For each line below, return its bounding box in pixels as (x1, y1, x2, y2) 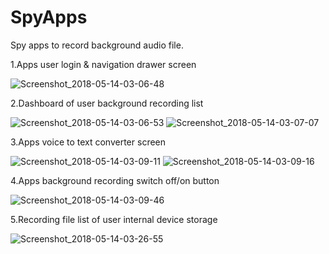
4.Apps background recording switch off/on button (10, 174, 220, 186)
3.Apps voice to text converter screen (10, 136, 167, 148)
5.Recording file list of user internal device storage (10, 213, 218, 225)
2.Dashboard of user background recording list (10, 97, 204, 109)
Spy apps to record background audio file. (10, 39, 184, 51)
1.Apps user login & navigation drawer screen (10, 58, 197, 70)
